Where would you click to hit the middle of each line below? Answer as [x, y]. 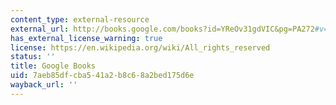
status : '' [33, 57]
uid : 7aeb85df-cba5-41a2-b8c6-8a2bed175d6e [102, 76]
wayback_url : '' [44, 85]
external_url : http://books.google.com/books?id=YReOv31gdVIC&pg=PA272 [162, 29]
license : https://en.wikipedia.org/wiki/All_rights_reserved [140, 47]
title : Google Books [53, 66]
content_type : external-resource [80, 19]
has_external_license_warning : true [86, 38]
